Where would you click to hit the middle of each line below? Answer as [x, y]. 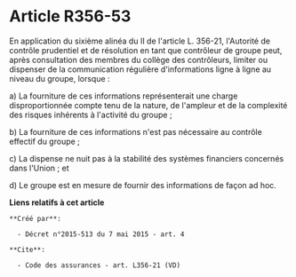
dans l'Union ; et [39, 168]
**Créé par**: [36, 218]
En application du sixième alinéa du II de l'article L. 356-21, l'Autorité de [140, 41]
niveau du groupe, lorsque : [60, 78]
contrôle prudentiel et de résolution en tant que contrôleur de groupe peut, [146, 50]
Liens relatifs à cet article [57, 202]
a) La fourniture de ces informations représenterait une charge [124, 96]
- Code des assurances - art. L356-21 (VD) [99, 265]
